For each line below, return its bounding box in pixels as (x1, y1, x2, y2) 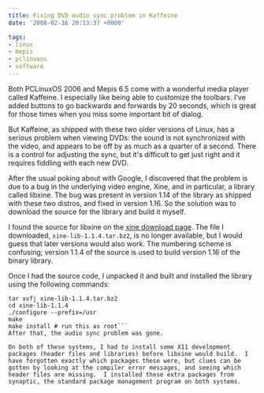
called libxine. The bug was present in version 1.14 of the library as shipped (8, 190, 252, 200)
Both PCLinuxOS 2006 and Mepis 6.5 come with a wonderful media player (8, 84, 250, 93)
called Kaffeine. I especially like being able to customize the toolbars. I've (8, 92, 247, 102)
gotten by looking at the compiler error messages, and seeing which (8, 364, 242, 372)
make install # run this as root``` (8, 322, 128, 330)
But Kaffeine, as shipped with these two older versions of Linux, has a (8, 124, 235, 134)
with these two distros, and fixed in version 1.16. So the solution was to (8, 198, 236, 208)
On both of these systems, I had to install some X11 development (8, 342, 231, 351)
